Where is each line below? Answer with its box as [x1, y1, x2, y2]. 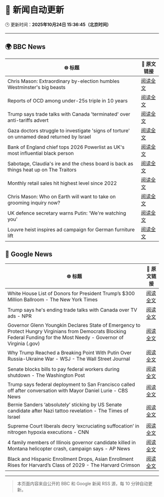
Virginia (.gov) [7, 340, 40, 347]
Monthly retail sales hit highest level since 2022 [7, 179, 117, 186]
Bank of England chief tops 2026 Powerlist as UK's [7, 144, 125, 151]
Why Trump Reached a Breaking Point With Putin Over [7, 349, 132, 356]
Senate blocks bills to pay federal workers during [7, 366, 120, 372]
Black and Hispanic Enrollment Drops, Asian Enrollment [7, 455, 134, 462]
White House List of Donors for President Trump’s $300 [7, 290, 135, 297]
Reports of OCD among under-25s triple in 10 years [7, 97, 128, 104]
